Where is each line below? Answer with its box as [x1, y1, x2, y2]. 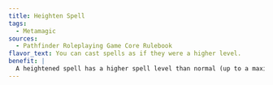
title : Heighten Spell [8, 11, 85, 20]
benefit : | [8, 57, 45, 66]
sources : [8, 34, 38, 43]
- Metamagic [15, 27, 57, 35]
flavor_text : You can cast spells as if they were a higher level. [8, 49, 242, 57]
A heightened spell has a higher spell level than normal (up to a [15, 65, 249, 73]
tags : [8, 19, 27, 28]
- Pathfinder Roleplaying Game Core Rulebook [15, 42, 173, 50]
